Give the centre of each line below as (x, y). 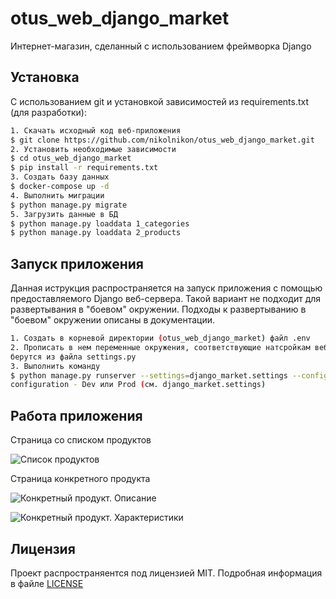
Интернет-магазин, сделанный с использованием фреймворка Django (161, 46)
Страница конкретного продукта (80, 479)
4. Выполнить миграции (57, 195)
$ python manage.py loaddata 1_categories (100, 223)
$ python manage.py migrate (69, 205)
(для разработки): (48, 112)
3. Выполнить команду (55, 366)
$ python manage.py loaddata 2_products (96, 233)
